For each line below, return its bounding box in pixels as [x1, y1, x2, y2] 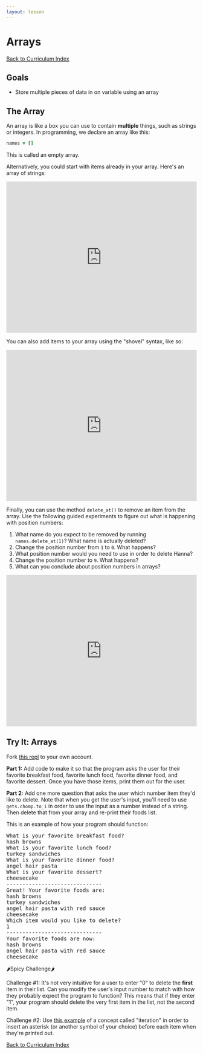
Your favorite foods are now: [6, 935, 96, 942]
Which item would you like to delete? [6, 917, 121, 924]
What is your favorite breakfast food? [6, 832, 124, 839]
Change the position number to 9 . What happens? [14, 556, 139, 564]
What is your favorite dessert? [6, 868, 102, 875]
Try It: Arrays [6, 737, 57, 748]
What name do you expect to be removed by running [14, 531, 147, 538]
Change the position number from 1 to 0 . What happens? [14, 544, 156, 551]
